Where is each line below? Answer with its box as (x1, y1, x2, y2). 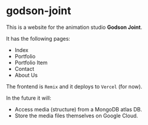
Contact (14, 65, 34, 72)
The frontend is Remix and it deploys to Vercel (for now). (6, 83, 143, 90)
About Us (14, 71, 38, 78)
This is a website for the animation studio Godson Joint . (6, 24, 143, 31)
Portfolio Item (14, 59, 48, 66)
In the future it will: (6, 94, 51, 101)
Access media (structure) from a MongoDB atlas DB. (14, 106, 143, 113)
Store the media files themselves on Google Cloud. (14, 112, 139, 119)
